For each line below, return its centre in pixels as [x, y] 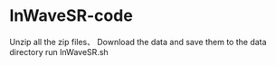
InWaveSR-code [71, 16]
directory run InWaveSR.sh [59, 52]
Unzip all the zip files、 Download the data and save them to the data [138, 42]
